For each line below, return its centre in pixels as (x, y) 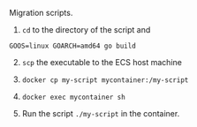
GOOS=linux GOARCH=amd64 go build (73, 46)
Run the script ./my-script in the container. (101, 113)
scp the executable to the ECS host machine (102, 62)
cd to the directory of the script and (86, 30)
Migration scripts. (41, 13)
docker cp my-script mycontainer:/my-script (105, 80)
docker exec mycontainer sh (73, 97)
